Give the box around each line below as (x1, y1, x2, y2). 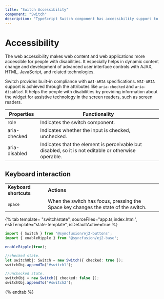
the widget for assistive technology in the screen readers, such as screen (5, 94, 153, 100)
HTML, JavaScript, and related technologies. (5, 69, 95, 75)
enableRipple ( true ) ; (5, 244, 47, 249)
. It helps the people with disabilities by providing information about (22, 89, 158, 95)
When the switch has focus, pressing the (48, 198, 142, 205)
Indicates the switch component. (40, 119, 115, 126)
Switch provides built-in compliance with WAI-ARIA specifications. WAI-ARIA (5, 79, 155, 85)
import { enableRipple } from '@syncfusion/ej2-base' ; (5, 235, 119, 240)
